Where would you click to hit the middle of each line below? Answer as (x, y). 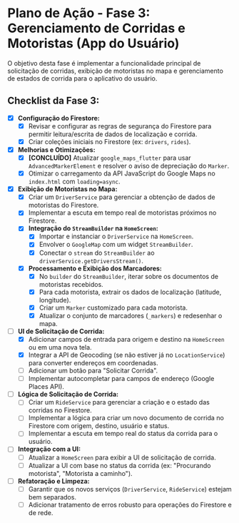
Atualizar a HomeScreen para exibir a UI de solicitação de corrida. (122, 457)
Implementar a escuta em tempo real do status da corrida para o (123, 434)
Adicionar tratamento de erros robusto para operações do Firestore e (130, 504)
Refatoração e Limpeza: (54, 481)
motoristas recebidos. (71, 284)
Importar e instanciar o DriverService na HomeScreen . (116, 236)
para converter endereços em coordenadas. (93, 363)
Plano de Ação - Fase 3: (79, 13)
